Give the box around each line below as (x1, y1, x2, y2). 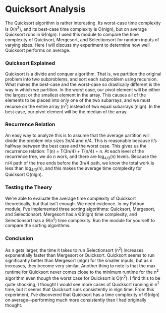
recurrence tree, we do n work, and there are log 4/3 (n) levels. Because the (5, 153, 157, 160)
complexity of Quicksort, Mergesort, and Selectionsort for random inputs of (5, 36, 160, 43)
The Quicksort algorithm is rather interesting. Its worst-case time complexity (5, 20, 161, 26)
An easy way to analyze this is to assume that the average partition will (5, 132, 150, 138)
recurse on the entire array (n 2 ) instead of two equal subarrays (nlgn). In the (5, 102, 161, 109)
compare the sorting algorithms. (5, 223, 71, 229)
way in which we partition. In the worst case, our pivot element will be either (5, 86, 161, 92)
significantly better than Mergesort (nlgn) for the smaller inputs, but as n (5, 257, 153, 264)
